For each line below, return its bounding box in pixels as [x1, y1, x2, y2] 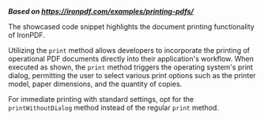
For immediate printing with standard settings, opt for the [8, 95, 194, 103]
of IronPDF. [8, 31, 45, 39]
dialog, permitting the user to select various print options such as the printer [8, 71, 256, 80]
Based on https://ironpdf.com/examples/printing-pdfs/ [8, 7, 194, 16]
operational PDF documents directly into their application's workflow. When [8, 54, 255, 63]
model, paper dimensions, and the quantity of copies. [8, 79, 183, 88]
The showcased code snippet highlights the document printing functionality [8, 22, 255, 31]
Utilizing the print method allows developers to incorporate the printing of [8, 46, 251, 54]
